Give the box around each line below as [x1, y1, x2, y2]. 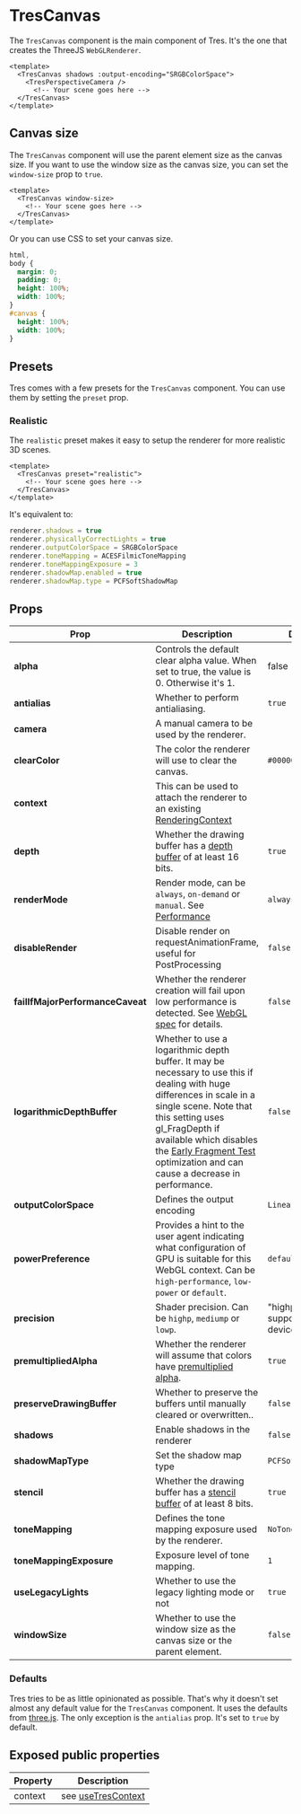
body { [9, 259, 34, 268]
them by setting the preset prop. [9, 392, 129, 403]
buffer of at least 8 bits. [155, 1497, 254, 1510]
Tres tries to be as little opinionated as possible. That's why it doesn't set [9, 1693, 279, 1704]
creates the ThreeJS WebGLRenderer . [9, 44, 142, 55]
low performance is [155, 996, 237, 1008]
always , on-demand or [155, 888, 241, 901]
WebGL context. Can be [155, 1264, 255, 1276]
